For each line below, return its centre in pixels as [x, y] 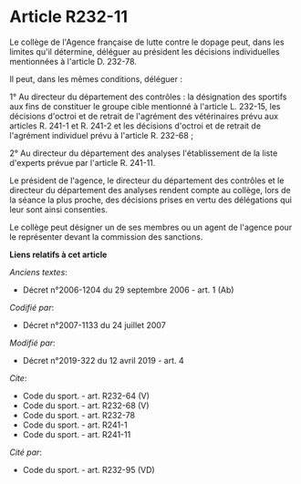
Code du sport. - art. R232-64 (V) [86, 396]
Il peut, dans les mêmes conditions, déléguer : [96, 78]
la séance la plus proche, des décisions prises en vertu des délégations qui [150, 200]
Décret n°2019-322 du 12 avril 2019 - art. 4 [103, 360]
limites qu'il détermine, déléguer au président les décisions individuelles [145, 51]
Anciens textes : [39, 272]
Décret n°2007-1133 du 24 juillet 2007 [94, 324]
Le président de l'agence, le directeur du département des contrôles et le [147, 180]
